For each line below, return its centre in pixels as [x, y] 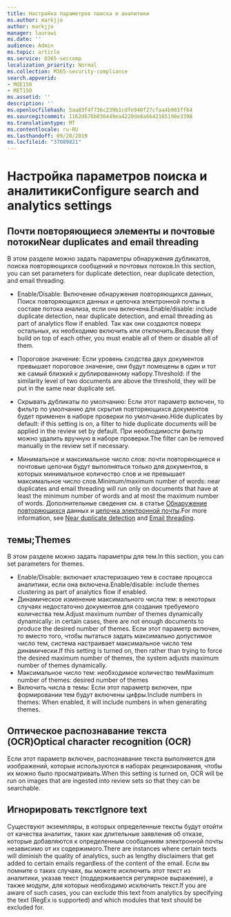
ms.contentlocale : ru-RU [43, 129]
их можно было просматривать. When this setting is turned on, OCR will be [115, 773]
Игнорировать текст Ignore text [77, 810]
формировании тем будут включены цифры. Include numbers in [109, 694]
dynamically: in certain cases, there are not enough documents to [110, 621]
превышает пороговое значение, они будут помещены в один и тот [117, 367]
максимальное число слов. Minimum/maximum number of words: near [119, 481]
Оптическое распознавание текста [87, 731]
